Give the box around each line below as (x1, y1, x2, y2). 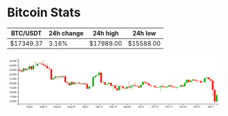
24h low (132, 29, 156, 38)
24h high (92, 29, 119, 38)
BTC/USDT (11, 29, 42, 38)
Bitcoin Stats (7, 5, 81, 20)
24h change (48, 29, 84, 38)
